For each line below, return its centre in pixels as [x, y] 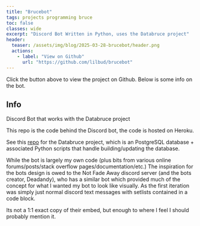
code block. [21, 198]
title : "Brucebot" [29, 12]
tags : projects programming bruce [50, 17]
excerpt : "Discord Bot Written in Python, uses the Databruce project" [98, 34]
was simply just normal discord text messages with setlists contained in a [97, 192]
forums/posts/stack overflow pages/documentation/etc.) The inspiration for [100, 166]
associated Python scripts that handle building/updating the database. [93, 148]
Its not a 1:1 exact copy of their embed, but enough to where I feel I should [98, 210]
